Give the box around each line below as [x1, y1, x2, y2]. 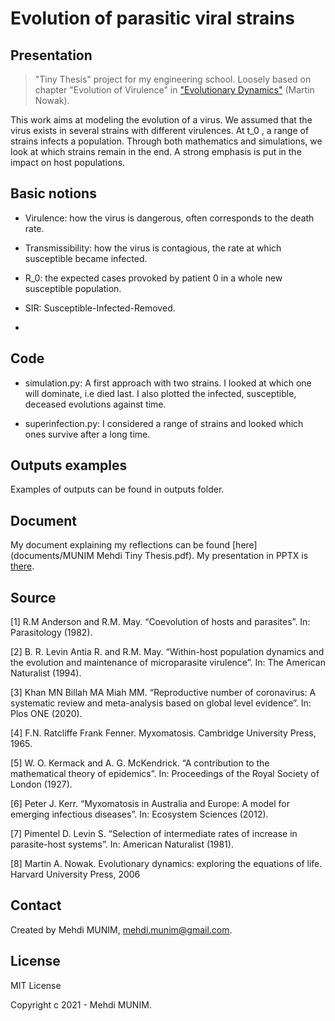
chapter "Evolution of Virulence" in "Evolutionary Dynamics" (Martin [34, 84, 315, 96]
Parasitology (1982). [10, 627, 93, 639]
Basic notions [10, 185, 97, 202]
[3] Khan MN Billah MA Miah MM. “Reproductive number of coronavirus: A [10, 687, 317, 699]
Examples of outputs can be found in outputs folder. [10, 483, 225, 496]
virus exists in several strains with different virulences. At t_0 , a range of [10, 125, 310, 136]
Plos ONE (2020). [10, 708, 83, 720]
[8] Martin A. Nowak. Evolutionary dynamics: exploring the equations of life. [10, 858, 323, 870]
